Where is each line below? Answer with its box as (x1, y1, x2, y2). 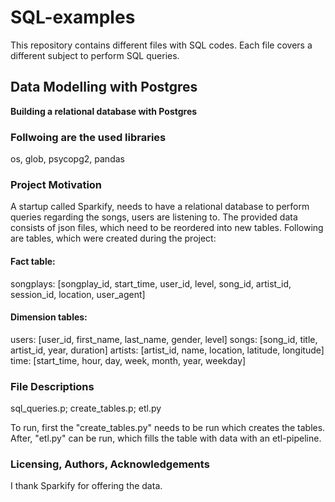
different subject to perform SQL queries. (10, 49, 180, 61)
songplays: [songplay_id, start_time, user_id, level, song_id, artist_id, (10, 277, 292, 290)
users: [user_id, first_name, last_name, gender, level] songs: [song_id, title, (10, 333, 318, 345)
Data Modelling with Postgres (10, 79, 198, 96)
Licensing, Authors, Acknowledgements (10, 457, 210, 471)
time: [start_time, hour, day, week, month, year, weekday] (10, 354, 247, 366)
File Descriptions (10, 379, 95, 393)
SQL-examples (10, 6, 136, 29)
